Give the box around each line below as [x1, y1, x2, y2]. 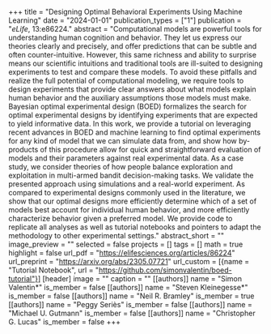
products [8, 145, 39, 154]
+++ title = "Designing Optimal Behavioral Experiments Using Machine [8, 7, 243, 16]
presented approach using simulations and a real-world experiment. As [8, 179, 245, 189]
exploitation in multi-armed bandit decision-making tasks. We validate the [8, 170, 254, 180]
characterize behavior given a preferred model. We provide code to [8, 214, 233, 223]
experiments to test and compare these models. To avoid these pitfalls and [8, 67, 257, 76]
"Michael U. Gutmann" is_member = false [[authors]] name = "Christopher [8, 308, 256, 318]
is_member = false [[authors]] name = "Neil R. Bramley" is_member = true [8, 291, 255, 301]
